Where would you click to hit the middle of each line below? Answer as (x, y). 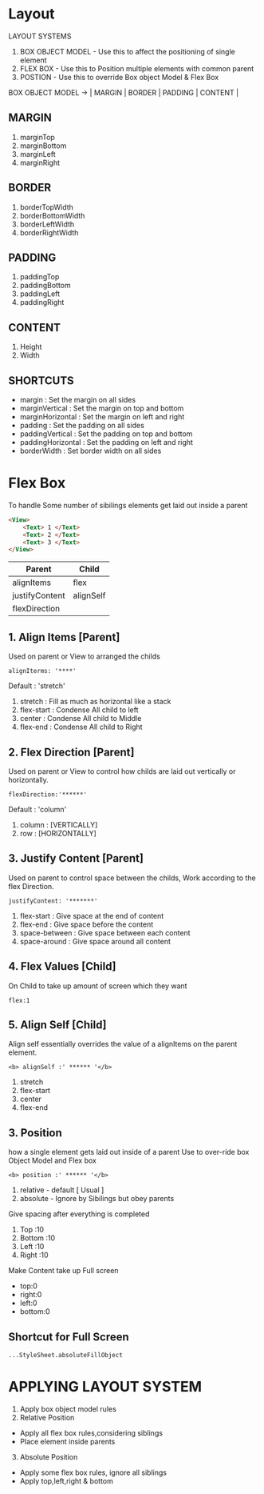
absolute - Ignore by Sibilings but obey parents (97, 1199)
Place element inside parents (67, 1441)
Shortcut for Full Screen (69, 1337)
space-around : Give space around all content (95, 941)
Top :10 (32, 1230)
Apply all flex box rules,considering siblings (91, 1432)
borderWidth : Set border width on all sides (91, 451)
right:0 (31, 1295)
